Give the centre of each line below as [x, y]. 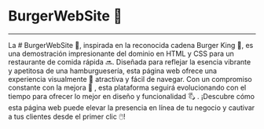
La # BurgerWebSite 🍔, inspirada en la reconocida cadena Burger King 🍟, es [131, 45]
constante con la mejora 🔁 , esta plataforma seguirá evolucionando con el [127, 87]
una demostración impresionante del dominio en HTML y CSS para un [121, 53]
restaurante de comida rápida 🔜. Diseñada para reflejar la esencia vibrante [130, 61]
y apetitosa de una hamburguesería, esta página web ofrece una [113, 71]
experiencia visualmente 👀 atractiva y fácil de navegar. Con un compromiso [130, 79]
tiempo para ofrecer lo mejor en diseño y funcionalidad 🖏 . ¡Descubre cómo [132, 96]
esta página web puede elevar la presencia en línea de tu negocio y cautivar [132, 107]
